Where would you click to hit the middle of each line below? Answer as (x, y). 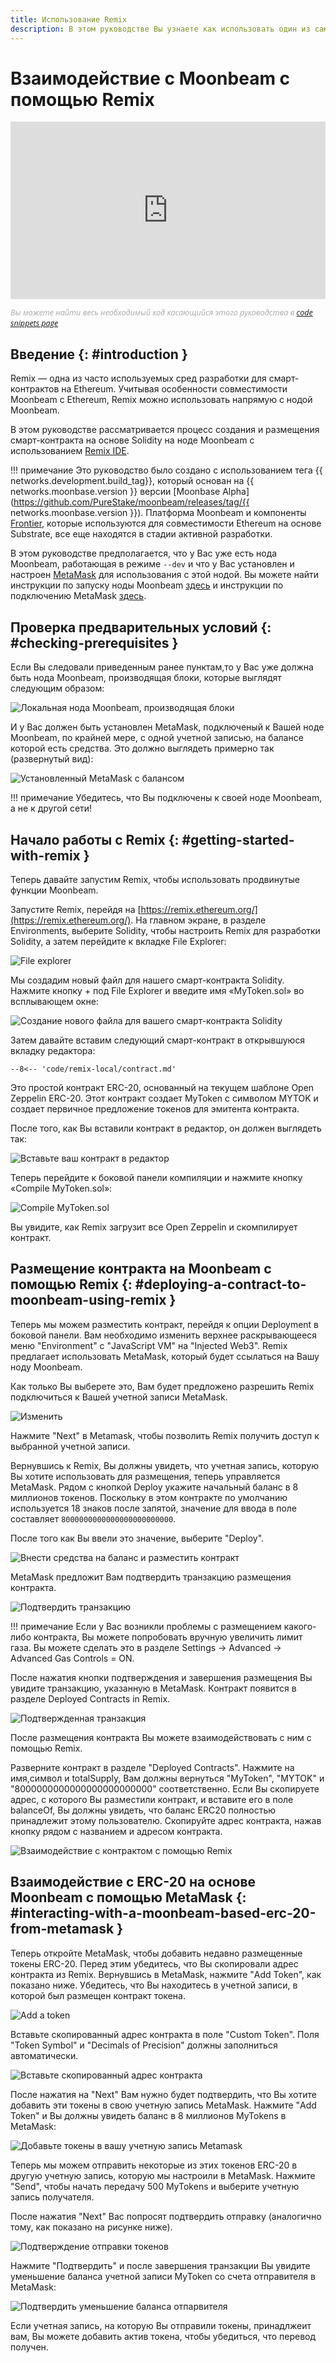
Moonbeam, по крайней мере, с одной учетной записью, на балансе (157, 738)
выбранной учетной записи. (70, 1446)
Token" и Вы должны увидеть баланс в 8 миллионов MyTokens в (148, 2115)
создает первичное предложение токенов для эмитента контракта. (155, 1108)
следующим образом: (57, 688)
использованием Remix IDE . (70, 451)
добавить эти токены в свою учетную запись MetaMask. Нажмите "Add (163, 2105)
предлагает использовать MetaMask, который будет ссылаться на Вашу (165, 1356)
